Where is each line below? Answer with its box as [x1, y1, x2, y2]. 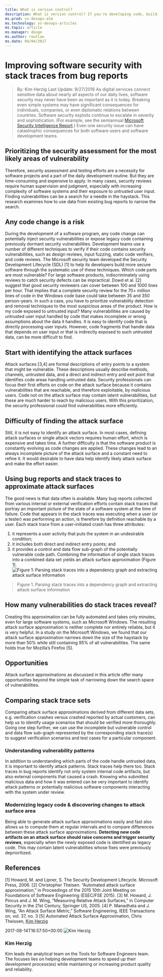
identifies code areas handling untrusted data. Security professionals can [5, 377, 152, 383]
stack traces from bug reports [5, 70, 129, 81]
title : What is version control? [5, 7, 73, 12]
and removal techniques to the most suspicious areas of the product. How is [5, 303, 158, 309]
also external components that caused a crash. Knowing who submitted [5, 774, 148, 780]
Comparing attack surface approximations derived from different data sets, [5, 709, 155, 715]
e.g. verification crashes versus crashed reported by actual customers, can [5, 714, 155, 720]
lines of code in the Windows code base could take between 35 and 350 [5, 293, 150, 299]
